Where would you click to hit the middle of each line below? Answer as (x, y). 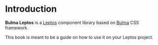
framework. (17, 27)
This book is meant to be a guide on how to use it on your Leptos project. (79, 37)
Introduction (31, 9)
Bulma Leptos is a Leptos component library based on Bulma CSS (72, 22)
